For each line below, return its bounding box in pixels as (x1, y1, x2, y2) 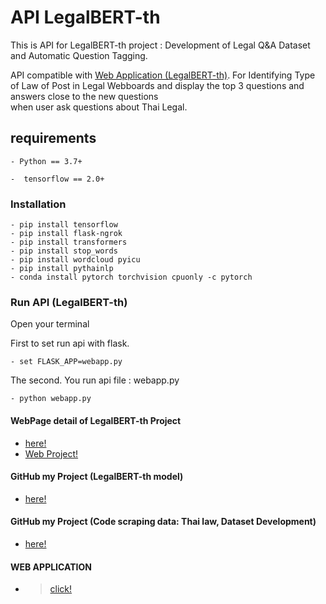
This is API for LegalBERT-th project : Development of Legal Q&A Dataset (10, 39, 311, 51)
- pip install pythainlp (10, 264, 114, 274)
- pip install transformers (10, 237, 128, 248)
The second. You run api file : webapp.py (10, 374, 180, 386)
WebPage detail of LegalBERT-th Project (10, 414, 182, 426)
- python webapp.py (10, 394, 92, 404)
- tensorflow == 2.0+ (10, 174, 105, 184)
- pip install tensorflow (10, 220, 118, 230)
